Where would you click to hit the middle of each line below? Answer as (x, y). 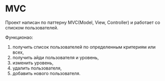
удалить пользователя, (37, 68)
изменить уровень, (33, 63)
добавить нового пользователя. (46, 73)
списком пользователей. (32, 27)
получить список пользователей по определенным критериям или (84, 47)
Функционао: (19, 37)
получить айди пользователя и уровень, (55, 57)
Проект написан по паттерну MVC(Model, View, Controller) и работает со (83, 22)
